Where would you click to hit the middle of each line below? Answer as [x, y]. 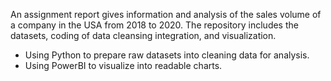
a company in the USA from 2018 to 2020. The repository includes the [154, 25]
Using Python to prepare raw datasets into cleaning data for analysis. [167, 55]
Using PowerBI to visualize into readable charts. [123, 65]
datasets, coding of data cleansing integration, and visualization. [143, 35]
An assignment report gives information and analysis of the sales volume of [166, 14]
